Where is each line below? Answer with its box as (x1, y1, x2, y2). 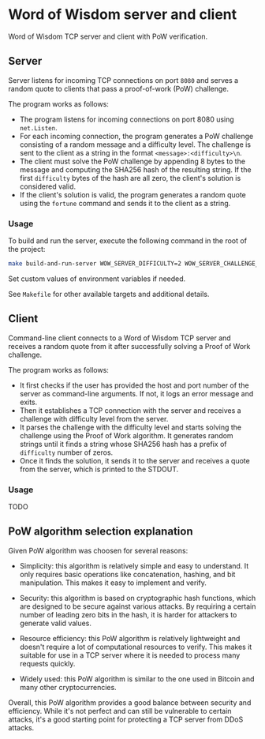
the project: (8, 245, 46, 254)
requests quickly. (19, 658, 76, 668)
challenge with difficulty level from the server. (19, 414, 169, 423)
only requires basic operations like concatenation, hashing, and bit (19, 569, 236, 579)
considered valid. (19, 182, 77, 191)
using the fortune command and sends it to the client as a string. (19, 198, 231, 208)
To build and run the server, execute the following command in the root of (8, 236, 247, 246)
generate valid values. (19, 618, 92, 628)
